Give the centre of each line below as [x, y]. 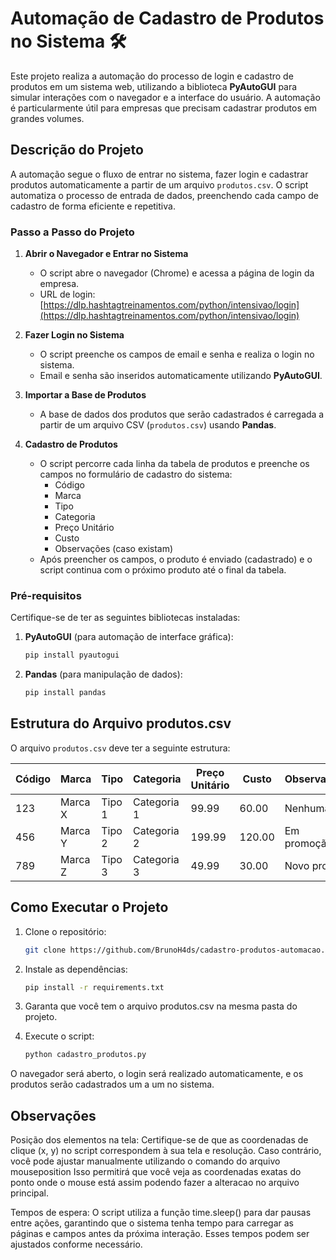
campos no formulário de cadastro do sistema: [136, 474]
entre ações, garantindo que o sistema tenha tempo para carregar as [152, 1223]
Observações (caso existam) [114, 549]
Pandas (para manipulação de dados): [103, 674]
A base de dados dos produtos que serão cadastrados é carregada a [182, 414]
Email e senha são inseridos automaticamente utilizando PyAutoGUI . [181, 376]
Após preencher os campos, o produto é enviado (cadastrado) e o [176, 559]
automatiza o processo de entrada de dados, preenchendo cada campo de [164, 195]
